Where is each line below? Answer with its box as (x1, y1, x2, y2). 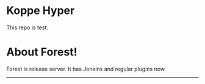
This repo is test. (6, 24, 49, 31)
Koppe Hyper (6, 4, 75, 18)
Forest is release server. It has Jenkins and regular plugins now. (6, 65, 167, 72)
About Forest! (6, 45, 77, 59)
